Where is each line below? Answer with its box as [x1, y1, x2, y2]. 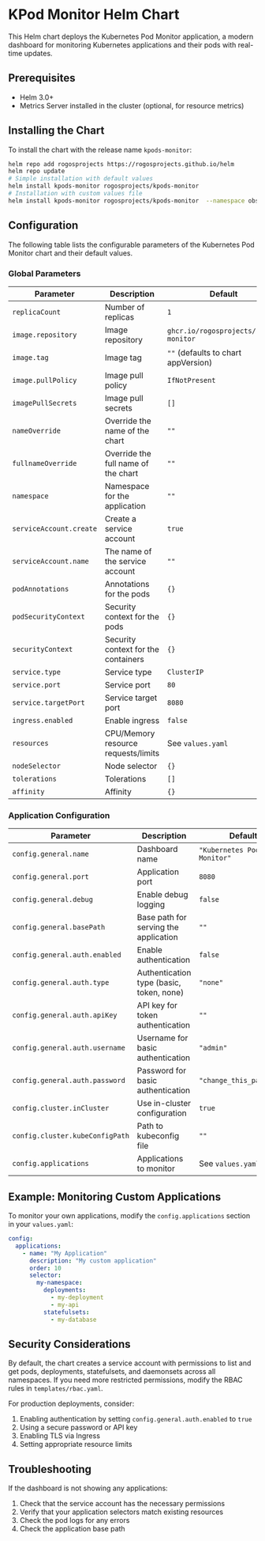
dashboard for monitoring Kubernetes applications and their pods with [8, 40, 237, 49]
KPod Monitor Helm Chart [8, 6, 180, 24]
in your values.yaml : [8, 1220, 73, 1229]
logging [136, 899, 166, 911]
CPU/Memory [104, 728, 155, 739]
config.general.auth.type [12, 979, 110, 987]
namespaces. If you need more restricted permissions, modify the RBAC [8, 1375, 243, 1385]
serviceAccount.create [12, 524, 97, 533]
